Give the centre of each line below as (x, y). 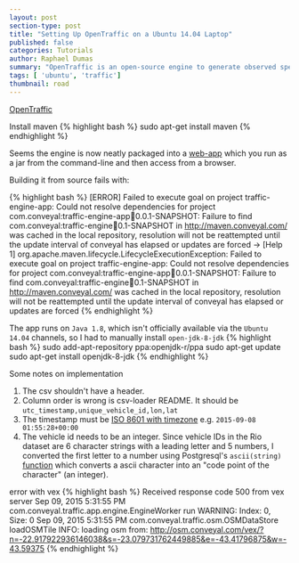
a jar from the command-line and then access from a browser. (123, 162)
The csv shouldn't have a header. (83, 391)
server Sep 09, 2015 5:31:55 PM (68, 501)
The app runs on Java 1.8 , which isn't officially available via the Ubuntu (139, 328)
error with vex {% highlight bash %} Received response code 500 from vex (147, 492)
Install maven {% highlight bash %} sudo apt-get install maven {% (130, 126)
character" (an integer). (65, 474)
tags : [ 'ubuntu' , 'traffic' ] (65, 76)
